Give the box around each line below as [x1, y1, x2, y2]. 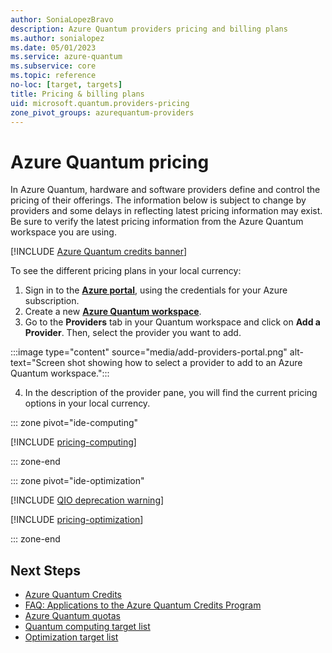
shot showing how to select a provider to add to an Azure [67, 357, 303, 369]
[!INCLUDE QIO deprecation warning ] [10, 494, 165, 506]
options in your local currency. [24, 397, 151, 410]
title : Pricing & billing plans [10, 89, 145, 99]
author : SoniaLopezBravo [10, 14, 114, 25]
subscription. [24, 295, 80, 307]
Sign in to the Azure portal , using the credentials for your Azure [24, 284, 288, 296]
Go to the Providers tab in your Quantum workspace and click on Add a [24, 316, 321, 328]
